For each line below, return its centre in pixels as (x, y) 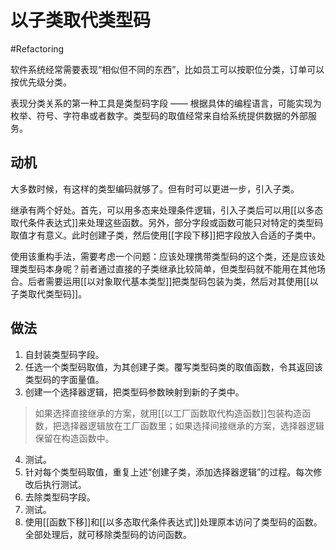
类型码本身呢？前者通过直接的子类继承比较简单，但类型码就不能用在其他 (167, 268)
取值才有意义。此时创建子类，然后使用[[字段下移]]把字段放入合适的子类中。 (166, 235)
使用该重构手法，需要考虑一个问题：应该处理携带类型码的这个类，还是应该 (163, 256)
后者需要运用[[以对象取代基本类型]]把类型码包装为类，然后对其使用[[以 (173, 281)
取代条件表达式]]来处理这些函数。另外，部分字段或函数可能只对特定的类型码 (167, 222)
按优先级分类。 (41, 82)
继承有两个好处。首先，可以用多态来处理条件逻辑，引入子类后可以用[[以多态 (167, 210)
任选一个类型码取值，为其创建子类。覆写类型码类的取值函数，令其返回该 (173, 367)
